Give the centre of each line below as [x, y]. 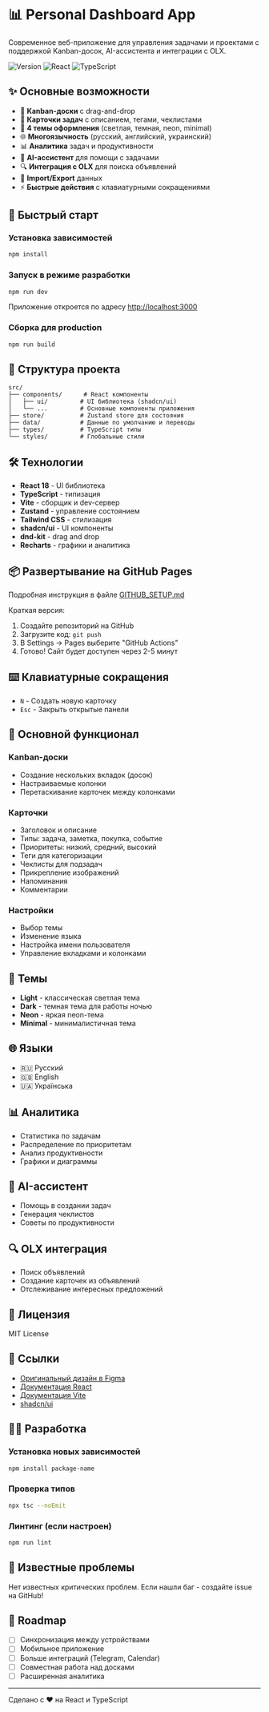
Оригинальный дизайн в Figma [72, 1378]
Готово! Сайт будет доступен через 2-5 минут [99, 651]
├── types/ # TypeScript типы [75, 430]
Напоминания [44, 880]
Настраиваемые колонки [63, 783]
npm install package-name [51, 1468]
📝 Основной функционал [74, 734]
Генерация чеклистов [57, 1215]
